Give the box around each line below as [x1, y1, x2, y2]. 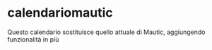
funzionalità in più [7, 35, 59, 43]
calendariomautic [7, 5, 113, 21]
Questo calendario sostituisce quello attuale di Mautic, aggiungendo [7, 28, 206, 36]
